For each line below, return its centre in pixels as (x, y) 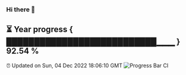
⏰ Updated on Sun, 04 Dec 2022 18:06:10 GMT (64, 65)
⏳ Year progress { (40, 29)
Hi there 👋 (21, 10)
